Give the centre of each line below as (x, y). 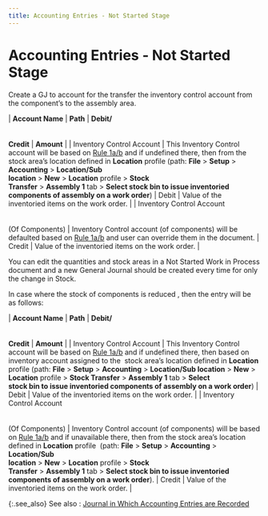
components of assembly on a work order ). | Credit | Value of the (117, 479)
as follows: (26, 302)
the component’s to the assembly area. (72, 103)
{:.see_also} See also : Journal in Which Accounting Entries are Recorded (129, 503)
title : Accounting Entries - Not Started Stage (89, 16)
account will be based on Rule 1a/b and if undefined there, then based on (129, 352)
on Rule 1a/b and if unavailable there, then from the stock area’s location (127, 437)
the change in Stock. (42, 278)
